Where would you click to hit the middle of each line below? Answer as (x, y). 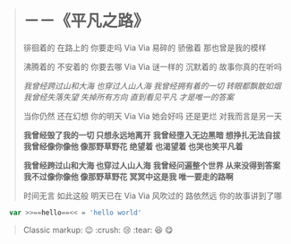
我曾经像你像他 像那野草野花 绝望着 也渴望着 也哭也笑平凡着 (133, 146)
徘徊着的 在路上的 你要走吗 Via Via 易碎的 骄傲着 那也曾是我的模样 (145, 48)
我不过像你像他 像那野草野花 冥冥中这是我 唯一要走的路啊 (128, 176)
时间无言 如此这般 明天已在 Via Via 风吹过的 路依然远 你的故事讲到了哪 (153, 196)
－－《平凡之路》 (86, 21)
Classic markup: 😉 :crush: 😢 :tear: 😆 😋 (98, 230)
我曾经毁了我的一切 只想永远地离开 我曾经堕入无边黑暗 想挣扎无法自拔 (152, 135)
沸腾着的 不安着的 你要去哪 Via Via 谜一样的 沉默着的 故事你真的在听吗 (153, 66)
